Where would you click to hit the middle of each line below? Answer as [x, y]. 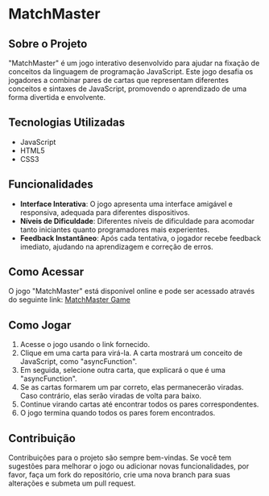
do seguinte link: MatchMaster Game [69, 300]
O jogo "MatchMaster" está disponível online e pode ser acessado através [132, 291]
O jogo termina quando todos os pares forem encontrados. [118, 413]
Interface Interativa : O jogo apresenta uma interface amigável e [126, 204]
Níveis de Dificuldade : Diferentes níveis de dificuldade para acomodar [137, 221]
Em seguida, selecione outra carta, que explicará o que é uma [122, 370]
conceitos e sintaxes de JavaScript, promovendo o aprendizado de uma [128, 89]
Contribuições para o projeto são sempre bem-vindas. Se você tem [120, 458]
